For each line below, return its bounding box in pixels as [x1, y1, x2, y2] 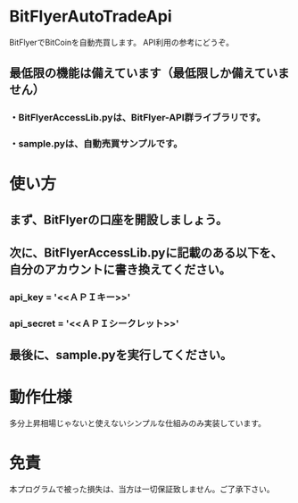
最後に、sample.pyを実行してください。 [9, 348, 233, 363]
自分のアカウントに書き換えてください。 [9, 262, 232, 278]
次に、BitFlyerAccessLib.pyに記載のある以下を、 [9, 246, 283, 261]
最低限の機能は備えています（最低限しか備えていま [9, 65, 290, 81]
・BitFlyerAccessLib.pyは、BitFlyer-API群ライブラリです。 [9, 112, 266, 124]
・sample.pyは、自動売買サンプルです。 [9, 138, 183, 150]
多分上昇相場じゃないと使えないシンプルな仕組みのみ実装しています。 [9, 418, 266, 429]
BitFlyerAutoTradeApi [9, 6, 172, 27]
